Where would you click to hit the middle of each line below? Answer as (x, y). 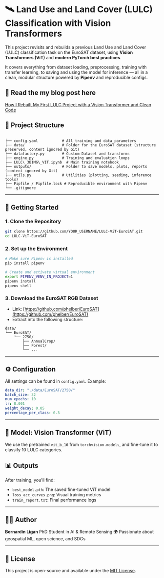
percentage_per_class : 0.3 (32, 413)
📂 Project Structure (35, 125)
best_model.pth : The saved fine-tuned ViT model (61, 489)
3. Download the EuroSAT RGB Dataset (52, 298)
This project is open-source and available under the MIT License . (71, 571)
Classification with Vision (58, 23)
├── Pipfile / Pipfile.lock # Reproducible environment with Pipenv (76, 184)
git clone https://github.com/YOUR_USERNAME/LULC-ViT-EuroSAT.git (74, 231)
